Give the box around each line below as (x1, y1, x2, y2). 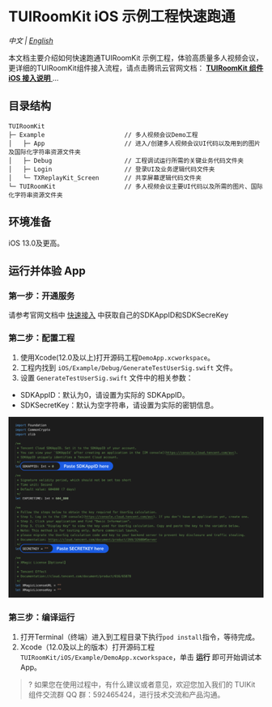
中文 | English (8, 36, 54, 45)
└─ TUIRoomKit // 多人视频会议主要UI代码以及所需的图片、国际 (8, 182, 263, 190)
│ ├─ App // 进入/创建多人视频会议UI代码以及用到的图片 (8, 139, 261, 147)
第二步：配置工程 (8, 333, 75, 344)
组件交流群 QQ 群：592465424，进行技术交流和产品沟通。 (28, 689, 225, 699)
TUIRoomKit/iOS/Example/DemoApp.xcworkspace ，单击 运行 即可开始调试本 (19, 652, 262, 662)
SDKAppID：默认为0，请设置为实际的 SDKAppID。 (19, 390, 189, 399)
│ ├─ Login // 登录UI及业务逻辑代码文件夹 (8, 165, 215, 173)
